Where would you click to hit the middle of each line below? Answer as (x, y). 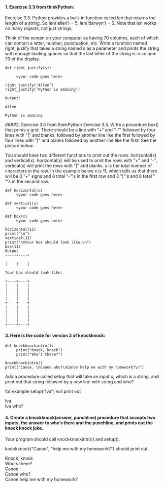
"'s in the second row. (27, 182)
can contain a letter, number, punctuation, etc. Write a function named (76, 43)
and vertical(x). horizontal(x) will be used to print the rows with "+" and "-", (81, 161)
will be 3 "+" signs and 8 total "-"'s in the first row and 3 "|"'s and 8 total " (80, 176)
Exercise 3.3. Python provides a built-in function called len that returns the (81, 18)
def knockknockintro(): (30, 346)
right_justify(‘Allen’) (30, 85)
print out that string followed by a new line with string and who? (69, 382)
